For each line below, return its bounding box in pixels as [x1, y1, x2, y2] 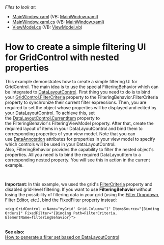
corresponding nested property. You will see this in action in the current [5, 157, 150, 163]
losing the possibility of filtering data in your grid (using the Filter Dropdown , [5, 191, 160, 197]
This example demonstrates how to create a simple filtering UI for [5, 78, 137, 84]
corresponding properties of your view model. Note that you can [5, 130, 136, 137]
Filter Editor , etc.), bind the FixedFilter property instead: [5, 197, 117, 203]
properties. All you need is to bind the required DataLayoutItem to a [5, 152, 141, 157]
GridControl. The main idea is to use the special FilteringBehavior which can [5, 84, 159, 90]
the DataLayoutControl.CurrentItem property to [5, 115, 100, 121]
